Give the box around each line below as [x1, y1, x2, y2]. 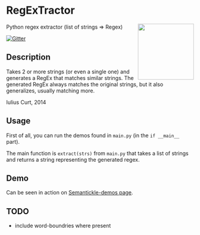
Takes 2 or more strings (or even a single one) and [6, 68, 130, 75]
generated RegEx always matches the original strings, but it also [6, 81, 164, 88]
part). [6, 138, 20, 145]
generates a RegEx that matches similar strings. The [6, 74, 134, 81]
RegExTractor [6, 4, 76, 17]
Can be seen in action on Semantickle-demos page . [6, 189, 133, 196]
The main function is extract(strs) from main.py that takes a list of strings [6, 150, 189, 157]
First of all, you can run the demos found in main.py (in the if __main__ [6, 132, 180, 139]
